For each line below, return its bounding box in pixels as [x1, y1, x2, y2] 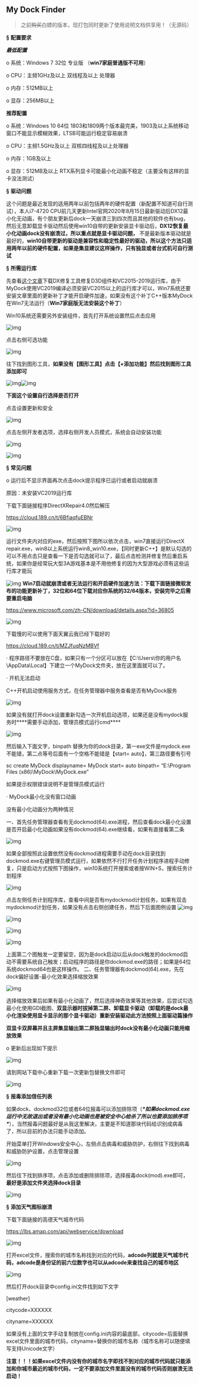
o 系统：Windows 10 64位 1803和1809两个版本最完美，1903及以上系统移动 [6, 122, 189, 129]
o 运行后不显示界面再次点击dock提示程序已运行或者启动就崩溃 [6, 477, 158, 484]
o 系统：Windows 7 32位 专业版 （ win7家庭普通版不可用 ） [6, 59, 149, 66]
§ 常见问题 [6, 464, 31, 471]
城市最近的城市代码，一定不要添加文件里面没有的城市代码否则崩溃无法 [21, 1365, 193, 1372]
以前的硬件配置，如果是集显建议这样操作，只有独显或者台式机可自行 [21, 244, 188, 252]
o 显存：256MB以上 [6, 97, 54, 104]
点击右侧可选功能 [6, 336, 48, 343]
